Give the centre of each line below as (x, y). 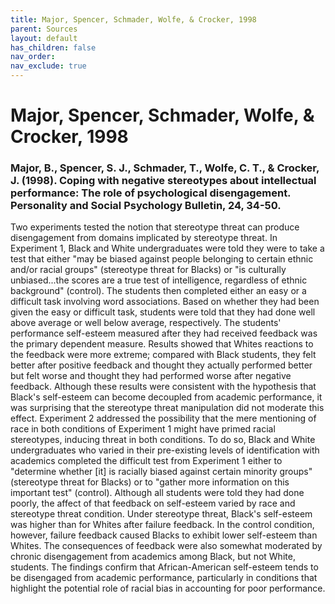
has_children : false (53, 47)
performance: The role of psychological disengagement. (151, 193)
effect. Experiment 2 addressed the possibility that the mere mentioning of (163, 418)
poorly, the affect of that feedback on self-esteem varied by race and (153, 503)
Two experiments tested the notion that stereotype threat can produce (155, 227)
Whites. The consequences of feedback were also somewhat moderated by (166, 546)
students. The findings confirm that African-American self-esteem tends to (164, 567)
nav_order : (33, 57)
